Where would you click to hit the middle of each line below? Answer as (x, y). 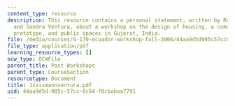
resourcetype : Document (42, 78)
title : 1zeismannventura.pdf (50, 85)
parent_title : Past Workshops (51, 66)
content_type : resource (42, 14)
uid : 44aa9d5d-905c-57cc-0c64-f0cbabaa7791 (72, 91)
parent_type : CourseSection (48, 72)
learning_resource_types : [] (50, 53)
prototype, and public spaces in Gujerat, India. (87, 33)
